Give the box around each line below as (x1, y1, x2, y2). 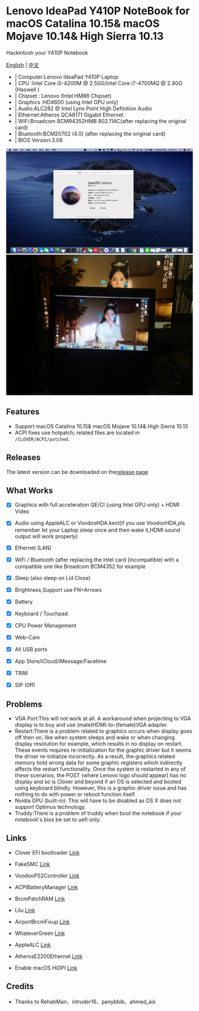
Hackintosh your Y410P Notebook (6, 49, 88, 56)
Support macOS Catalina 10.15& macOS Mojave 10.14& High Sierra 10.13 (14, 422, 188, 429)
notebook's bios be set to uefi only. (14, 816, 101, 823)
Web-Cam (14, 633, 40, 640)
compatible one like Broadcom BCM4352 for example (14, 563, 146, 570)
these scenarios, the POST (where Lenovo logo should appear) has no (14, 772, 187, 779)
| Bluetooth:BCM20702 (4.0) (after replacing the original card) (14, 130, 166, 137)
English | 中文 (6, 61, 40, 68)
